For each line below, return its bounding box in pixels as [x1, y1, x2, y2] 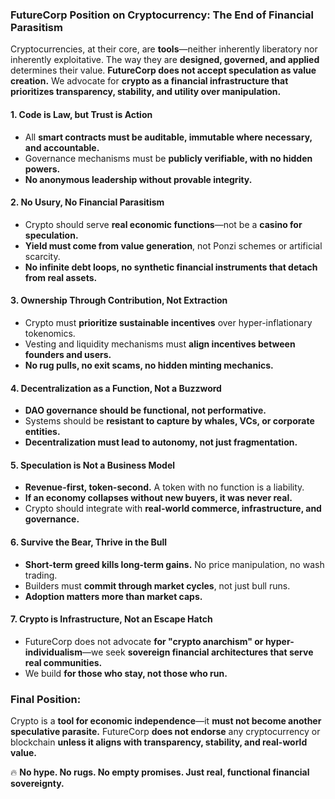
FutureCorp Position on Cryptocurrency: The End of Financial [10, 8, 314, 22]
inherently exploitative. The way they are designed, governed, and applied [10, 54, 320, 66]
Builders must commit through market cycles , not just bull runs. [24, 579, 291, 592]
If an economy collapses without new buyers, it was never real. [24, 492, 293, 504]
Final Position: [10, 692, 82, 706]
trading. [24, 569, 58, 581]
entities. [24, 426, 61, 438]
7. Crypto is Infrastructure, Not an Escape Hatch [10, 613, 213, 625]
